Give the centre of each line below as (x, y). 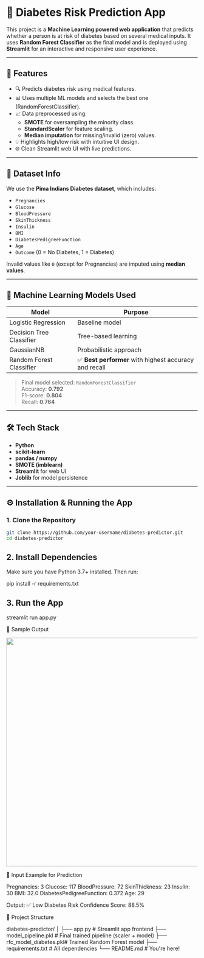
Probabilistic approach (109, 350)
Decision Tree (29, 333)
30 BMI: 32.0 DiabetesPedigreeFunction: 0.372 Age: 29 (75, 893)
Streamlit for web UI (41, 471)
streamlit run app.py (31, 617)
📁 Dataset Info (33, 174)
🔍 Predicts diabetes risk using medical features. (76, 88)
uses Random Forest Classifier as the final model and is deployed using (97, 42)
